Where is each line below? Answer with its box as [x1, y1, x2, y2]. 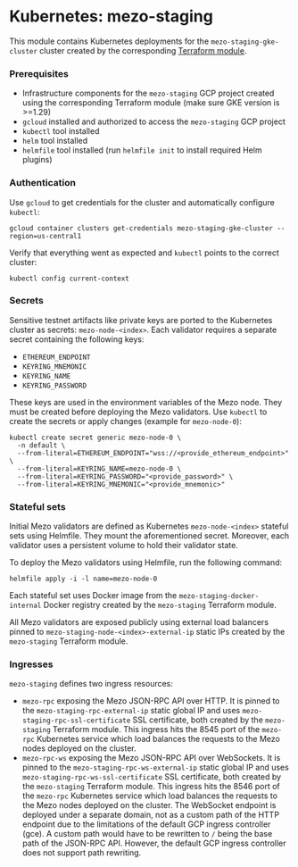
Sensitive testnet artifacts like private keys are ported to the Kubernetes [9, 314, 273, 325]
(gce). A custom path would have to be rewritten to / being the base [21, 829, 273, 839]
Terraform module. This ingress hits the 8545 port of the [52, 724, 261, 735]
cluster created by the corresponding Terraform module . [39, 45, 247, 55]
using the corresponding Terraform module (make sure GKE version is [21, 97, 280, 108]
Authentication [9, 177, 76, 189]
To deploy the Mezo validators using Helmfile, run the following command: [9, 557, 283, 568]
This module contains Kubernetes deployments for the [9, 36, 210, 46]
